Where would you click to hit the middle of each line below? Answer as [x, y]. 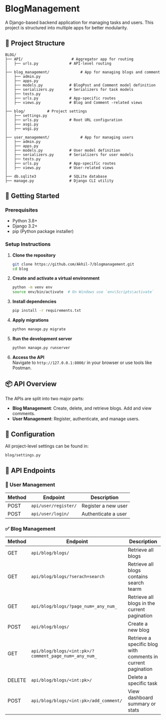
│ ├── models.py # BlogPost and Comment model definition [80, 85]
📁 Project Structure [35, 43]
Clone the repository [34, 255]
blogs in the [141, 603]
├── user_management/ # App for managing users [69, 137]
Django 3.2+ [25, 226]
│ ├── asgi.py [22, 124]
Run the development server [42, 339]
